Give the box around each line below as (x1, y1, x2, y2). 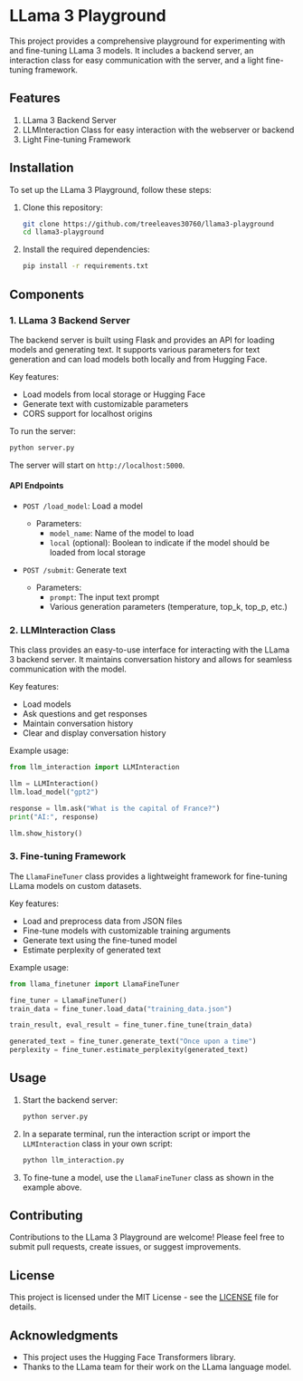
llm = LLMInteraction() (9, 779, 99, 788)
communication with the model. (9, 663, 127, 675)
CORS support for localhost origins (22, 408, 153, 419)
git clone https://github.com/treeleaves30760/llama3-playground (22, 219, 274, 228)
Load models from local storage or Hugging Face (22, 389, 206, 400)
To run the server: (9, 425, 77, 436)
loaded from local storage (49, 546, 147, 557)
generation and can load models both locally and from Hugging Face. (9, 353, 268, 364)
